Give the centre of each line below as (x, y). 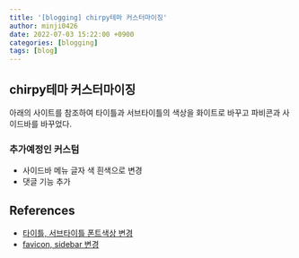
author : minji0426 (44, 26)
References (42, 210)
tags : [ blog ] (34, 51)
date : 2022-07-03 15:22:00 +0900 (72, 34)
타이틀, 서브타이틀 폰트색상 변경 (77, 233)
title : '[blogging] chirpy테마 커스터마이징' (88, 17)
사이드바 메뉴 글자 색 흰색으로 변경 (82, 170)
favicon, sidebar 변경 (61, 245)
